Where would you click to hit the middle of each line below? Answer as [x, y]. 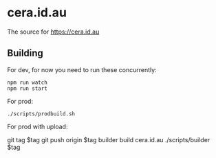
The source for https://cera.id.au [53, 32]
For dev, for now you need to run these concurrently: [82, 69]
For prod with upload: [37, 126]
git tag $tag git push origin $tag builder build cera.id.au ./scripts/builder [109, 139]
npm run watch [28, 82]
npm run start [28, 88]
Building [25, 53]
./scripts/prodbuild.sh [41, 114]
